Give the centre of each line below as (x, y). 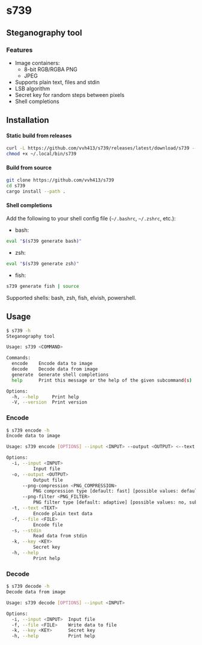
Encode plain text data (63, 513)
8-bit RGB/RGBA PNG (50, 69)
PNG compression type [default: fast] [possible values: (106, 491)
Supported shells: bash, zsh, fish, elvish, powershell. (71, 298)
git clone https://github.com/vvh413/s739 (60, 180)
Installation (28, 120)
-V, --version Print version (49, 402)
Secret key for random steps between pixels (70, 95)
